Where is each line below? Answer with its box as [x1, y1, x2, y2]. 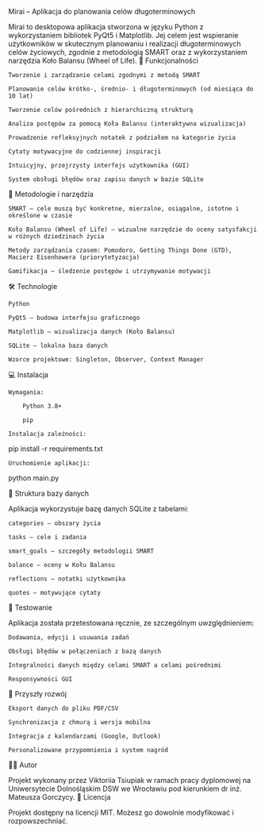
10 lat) [8, 92, 34, 100]
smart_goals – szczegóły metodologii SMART [8, 547, 155, 555]
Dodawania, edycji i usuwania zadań [8, 634, 129, 642]
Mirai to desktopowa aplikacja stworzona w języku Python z [8, 22, 204, 31]
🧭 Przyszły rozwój [8, 689, 67, 698]
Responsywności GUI [8, 675, 73, 683]
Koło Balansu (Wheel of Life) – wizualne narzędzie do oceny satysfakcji [8, 226, 258, 233]
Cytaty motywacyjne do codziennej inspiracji [8, 148, 161, 156]
